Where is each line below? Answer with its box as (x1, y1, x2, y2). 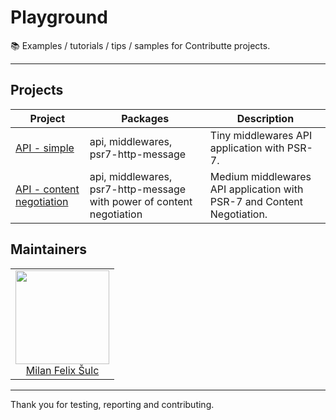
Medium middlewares (209, 169, 312, 183)
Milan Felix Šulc (25, 363, 100, 377)
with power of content (89, 194, 193, 208)
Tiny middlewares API (209, 128, 313, 142)
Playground (10, 6, 108, 29)
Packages (121, 111, 170, 125)
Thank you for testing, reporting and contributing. (10, 398, 215, 410)
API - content (15, 182, 80, 196)
